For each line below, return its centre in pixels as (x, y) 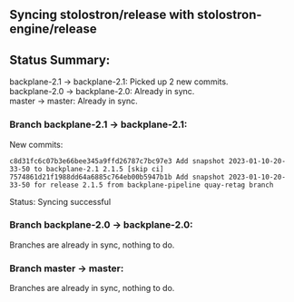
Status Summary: (60, 59)
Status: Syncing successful (60, 201)
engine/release (53, 29)
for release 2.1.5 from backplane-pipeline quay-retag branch (153, 185)
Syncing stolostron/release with (102, 15)
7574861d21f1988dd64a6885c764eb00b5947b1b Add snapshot (117, 177)
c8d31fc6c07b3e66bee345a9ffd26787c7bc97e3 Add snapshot (117, 161)
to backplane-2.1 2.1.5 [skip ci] (99, 169)
